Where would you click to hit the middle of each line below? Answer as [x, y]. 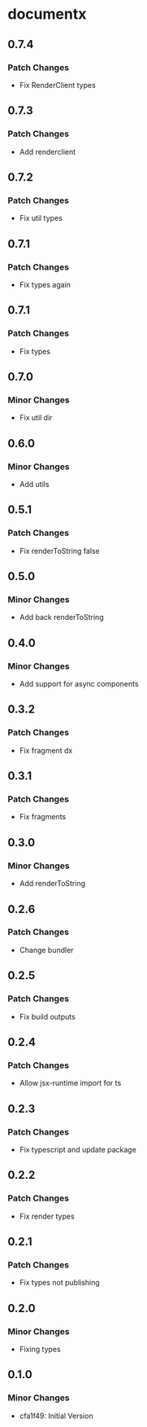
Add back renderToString [61, 617]
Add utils [34, 484]
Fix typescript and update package [78, 1149]
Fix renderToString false [59, 551]
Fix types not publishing [60, 1283]
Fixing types [40, 1349]
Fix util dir [36, 418]
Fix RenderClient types [58, 85]
